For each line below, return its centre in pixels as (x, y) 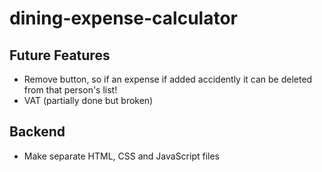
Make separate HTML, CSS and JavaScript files (122, 156)
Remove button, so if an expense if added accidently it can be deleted (168, 79)
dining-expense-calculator (123, 18)
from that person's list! (70, 90)
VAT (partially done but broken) (88, 100)
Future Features (60, 55)
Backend (37, 132)
